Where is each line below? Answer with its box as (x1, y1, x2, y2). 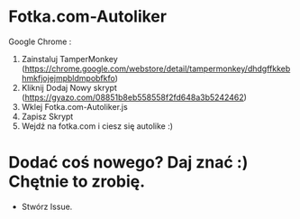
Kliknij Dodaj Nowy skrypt (21, 82, 118, 93)
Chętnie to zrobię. (8, 171, 146, 192)
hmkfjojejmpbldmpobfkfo (21, 72, 115, 83)
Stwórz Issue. (21, 201, 73, 212)
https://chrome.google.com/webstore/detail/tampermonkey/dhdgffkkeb (24, 63, 291, 74)
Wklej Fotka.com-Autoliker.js (21, 101, 128, 112)
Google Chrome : (8, 36, 72, 47)
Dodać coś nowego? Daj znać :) (8, 152, 249, 173)
